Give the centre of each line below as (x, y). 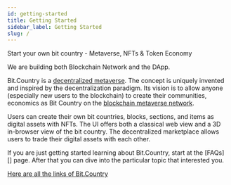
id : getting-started (38, 14)
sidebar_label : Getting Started (54, 27)
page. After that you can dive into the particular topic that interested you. (119, 160)
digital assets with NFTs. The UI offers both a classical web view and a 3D (114, 125)
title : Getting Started (42, 20)
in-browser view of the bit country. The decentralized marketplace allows (113, 132)
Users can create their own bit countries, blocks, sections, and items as (111, 117)
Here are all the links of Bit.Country (58, 174)
